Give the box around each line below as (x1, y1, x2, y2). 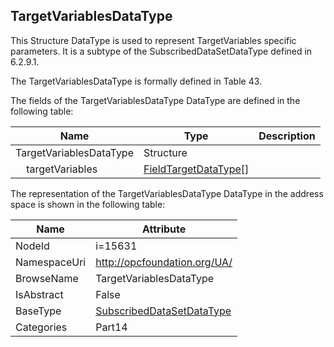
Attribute (142, 222, 187, 236)
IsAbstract (15, 287, 64, 301)
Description (258, 129, 316, 143)
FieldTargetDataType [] (143, 162, 250, 176)
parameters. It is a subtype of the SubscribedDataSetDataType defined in (10, 45, 313, 57)
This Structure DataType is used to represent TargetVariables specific (10, 34, 297, 46)
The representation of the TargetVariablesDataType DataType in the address (10, 187, 324, 199)
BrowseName (15, 271, 79, 285)
